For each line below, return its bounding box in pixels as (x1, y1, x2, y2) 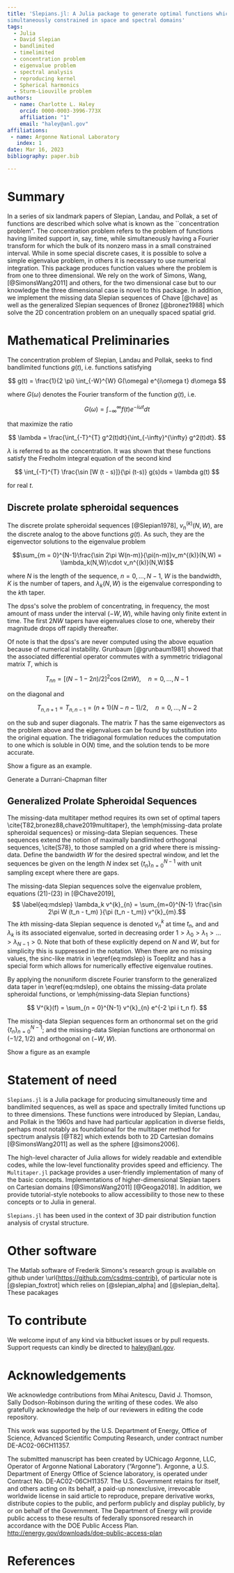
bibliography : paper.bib (7, 153, 79, 160)
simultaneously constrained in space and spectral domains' (7, 17, 186, 24)
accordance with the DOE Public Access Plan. (7, 1521, 139, 1530)
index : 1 (16, 140, 42, 147)
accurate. (7, 748, 35, 756)
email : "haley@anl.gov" (19, 120, 89, 128)
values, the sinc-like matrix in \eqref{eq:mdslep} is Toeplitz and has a (7, 954, 206, 962)
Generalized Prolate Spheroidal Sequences (7, 795, 197, 807)
